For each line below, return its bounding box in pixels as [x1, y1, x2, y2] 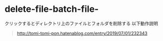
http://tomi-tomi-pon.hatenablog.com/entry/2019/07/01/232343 [16, 30, 148, 36]
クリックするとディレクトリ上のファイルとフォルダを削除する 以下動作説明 [4, 20, 158, 26]
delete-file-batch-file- [4, 3, 99, 15]
